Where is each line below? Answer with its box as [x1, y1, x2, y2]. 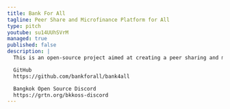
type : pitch [7, 22, 41, 29]
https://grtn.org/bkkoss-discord [13, 91, 109, 99]
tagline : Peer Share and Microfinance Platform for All [7, 16, 170, 23]
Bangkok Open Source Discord [13, 85, 97, 92]
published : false [7, 42, 57, 48]
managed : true [7, 35, 48, 42]
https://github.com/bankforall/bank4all [13, 73, 130, 80]
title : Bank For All [7, 10, 66, 17]
